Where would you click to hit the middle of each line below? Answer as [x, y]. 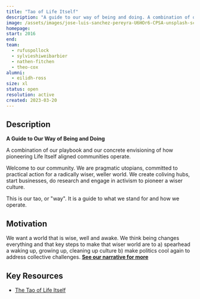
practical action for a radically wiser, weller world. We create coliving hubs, [98, 175]
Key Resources [35, 275]
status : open [22, 89]
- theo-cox [25, 67]
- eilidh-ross [29, 78]
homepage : [18, 28]
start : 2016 [21, 34]
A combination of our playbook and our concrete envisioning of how [90, 150]
